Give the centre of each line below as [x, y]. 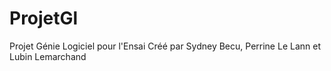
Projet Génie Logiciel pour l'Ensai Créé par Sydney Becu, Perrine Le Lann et [165, 46]
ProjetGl [44, 18]
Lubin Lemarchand [48, 56]
